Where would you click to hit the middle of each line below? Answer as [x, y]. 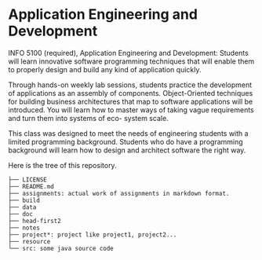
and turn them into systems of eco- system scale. [88, 118]
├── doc [21, 214]
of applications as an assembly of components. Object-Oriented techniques [131, 93]
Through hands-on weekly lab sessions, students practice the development [130, 85]
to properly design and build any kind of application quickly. [105, 69]
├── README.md [31, 186]
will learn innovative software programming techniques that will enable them [131, 61]
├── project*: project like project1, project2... [93, 234]
